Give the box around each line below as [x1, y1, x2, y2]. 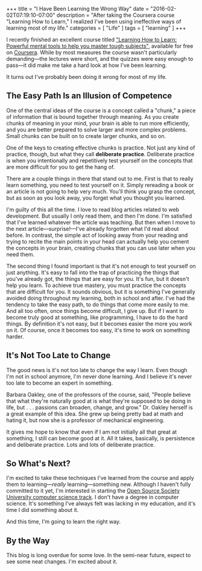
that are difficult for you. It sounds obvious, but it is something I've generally [6, 288, 196, 295]
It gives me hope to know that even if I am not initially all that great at [6, 428, 177, 435]
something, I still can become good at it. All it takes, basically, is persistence [6, 434, 195, 442]
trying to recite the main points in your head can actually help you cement [6, 238, 189, 245]
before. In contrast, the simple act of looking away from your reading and [6, 232, 188, 239]
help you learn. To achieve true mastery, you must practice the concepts [6, 282, 186, 289]
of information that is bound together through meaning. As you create [6, 113, 179, 120]
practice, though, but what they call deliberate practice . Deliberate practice [6, 150, 195, 157]
